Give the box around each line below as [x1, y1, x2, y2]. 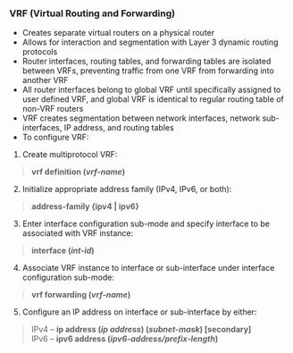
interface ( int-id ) [30, 245, 96, 256]
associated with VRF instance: [21, 228, 134, 239]
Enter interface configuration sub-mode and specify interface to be [21, 218, 271, 230]
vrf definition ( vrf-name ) [30, 166, 126, 177]
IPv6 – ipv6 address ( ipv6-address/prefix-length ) [30, 333, 219, 344]
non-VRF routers [21, 104, 84, 114]
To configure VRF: [21, 132, 89, 143]
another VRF [21, 75, 69, 86]
